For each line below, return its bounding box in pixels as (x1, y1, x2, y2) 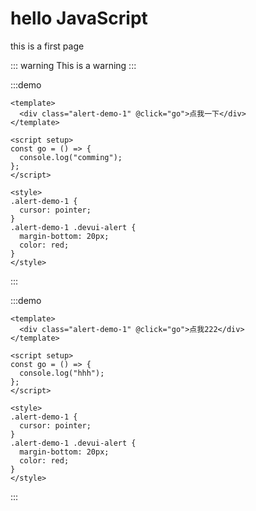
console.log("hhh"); (19, 368, 105, 378)
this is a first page (10, 40, 85, 52)
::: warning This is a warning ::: (10, 59, 137, 71)
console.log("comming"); (19, 152, 123, 162)
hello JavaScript (10, 7, 148, 30)
